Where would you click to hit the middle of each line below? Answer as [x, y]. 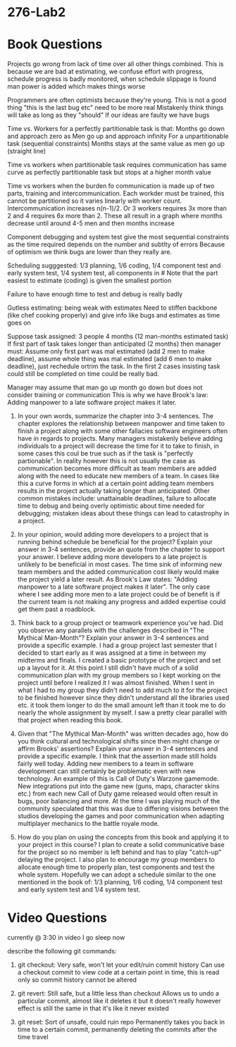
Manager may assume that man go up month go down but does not [105, 387]
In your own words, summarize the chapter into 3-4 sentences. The [115, 416]
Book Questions [55, 45]
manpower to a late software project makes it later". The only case [113, 587]
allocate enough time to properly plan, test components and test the [116, 867]
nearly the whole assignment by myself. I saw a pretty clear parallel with [122, 713]
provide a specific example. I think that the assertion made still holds [117, 756]
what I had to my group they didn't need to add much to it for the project [122, 690]
